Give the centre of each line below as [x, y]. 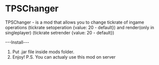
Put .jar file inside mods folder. [43, 52]
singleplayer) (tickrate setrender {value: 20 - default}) [60, 32]
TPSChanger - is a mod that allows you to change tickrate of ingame [75, 22]
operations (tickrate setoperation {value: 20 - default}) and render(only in [80, 27]
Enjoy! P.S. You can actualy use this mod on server [64, 57]
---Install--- [17, 42]
